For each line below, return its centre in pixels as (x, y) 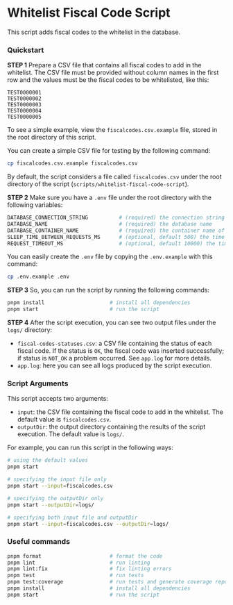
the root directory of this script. (52, 138)
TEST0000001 (24, 93)
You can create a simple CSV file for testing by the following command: (109, 151)
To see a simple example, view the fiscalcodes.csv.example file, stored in (112, 130)
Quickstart (26, 50)
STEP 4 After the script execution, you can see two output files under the (112, 323)
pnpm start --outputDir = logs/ (51, 505)
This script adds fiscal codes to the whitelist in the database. (94, 32)
